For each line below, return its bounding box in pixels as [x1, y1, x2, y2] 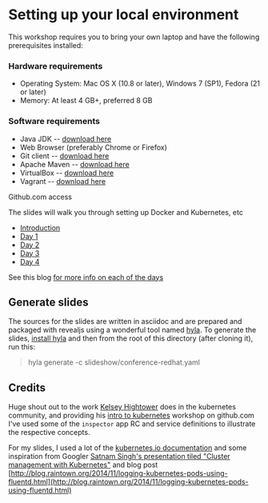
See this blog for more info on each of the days [8, 272, 164, 281]
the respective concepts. [8, 428, 90, 437]
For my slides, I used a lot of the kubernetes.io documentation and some [8, 443, 247, 453]
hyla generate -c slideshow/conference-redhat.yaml [27, 357, 200, 367]
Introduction [19, 222, 61, 233]
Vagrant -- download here [19, 176, 106, 186]
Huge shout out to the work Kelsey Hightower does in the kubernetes [8, 402, 236, 412]
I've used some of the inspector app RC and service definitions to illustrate [8, 419, 256, 429]
